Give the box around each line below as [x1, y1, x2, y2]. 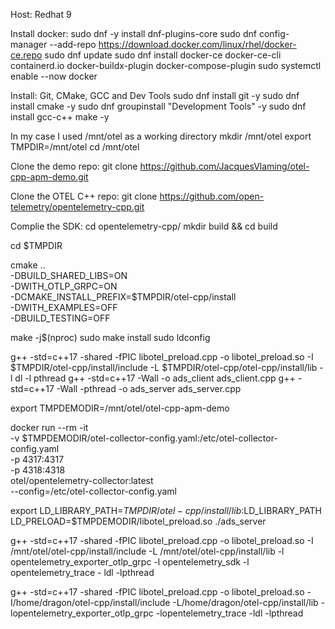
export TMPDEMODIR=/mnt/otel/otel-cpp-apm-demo [10, 402, 230, 414]
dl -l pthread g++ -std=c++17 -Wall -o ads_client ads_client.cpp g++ [14, 372, 296, 384]
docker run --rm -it [10, 422, 89, 433]
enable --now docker [10, 70, 98, 82]
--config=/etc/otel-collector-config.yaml [10, 485, 177, 497]
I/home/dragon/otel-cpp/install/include [10, 597, 171, 608]
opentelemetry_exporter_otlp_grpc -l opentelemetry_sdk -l [10, 556, 250, 568]
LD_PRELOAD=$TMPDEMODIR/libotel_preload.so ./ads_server [10, 515, 267, 527]
